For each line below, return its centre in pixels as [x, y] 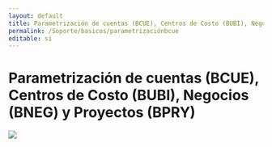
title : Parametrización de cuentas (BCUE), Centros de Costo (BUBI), [128, 23]
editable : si [30, 38]
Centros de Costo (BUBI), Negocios [129, 96]
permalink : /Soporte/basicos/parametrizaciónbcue [94, 31]
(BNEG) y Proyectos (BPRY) [102, 113]
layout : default [36, 16]
